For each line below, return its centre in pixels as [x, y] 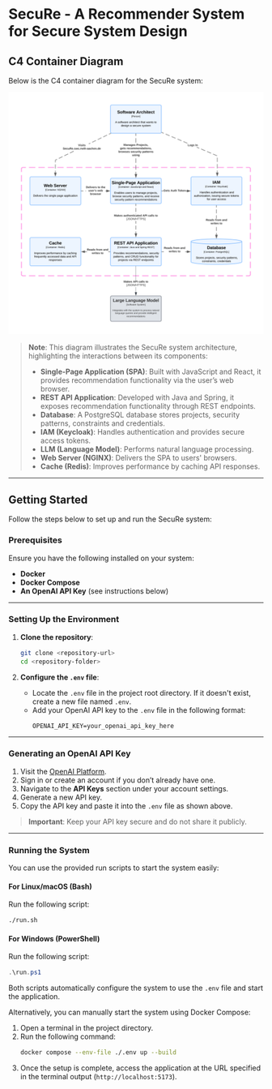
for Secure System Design [98, 31]
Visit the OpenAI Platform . [63, 771]
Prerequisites [35, 540]
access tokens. [66, 441]
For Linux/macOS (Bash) [51, 886]
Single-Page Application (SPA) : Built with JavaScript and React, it [151, 372]
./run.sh [23, 920]
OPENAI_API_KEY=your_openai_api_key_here [103, 726]
